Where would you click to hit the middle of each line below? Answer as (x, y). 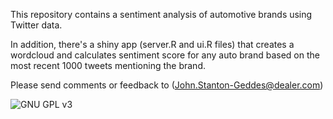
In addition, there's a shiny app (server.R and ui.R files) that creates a (152, 44)
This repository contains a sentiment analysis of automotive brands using (161, 14)
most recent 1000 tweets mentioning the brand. (108, 65)
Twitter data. (36, 25)
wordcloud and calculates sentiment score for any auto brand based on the (165, 55)
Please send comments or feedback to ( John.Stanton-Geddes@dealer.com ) (167, 85)
